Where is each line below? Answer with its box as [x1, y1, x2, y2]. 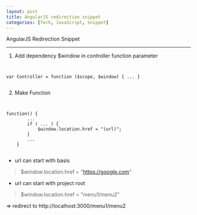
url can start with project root [14, 180, 86, 187]
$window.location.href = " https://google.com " [20, 168, 132, 176]
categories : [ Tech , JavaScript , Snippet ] [6, 19, 109, 25]
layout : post [6, 8, 38, 15]
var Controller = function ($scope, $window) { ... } [6, 74, 141, 80]
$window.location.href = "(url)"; [37, 127, 122, 132]
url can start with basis [14, 157, 70, 164]
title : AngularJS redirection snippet [6, 14, 101, 20]
